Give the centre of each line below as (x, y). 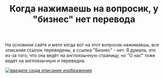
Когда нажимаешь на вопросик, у (84, 9)
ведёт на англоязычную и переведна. (45, 61)
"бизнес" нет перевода (84, 19)
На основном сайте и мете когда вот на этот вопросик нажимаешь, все (82, 45)
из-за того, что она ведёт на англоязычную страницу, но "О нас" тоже (80, 55)
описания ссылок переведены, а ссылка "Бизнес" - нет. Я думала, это (80, 50)
